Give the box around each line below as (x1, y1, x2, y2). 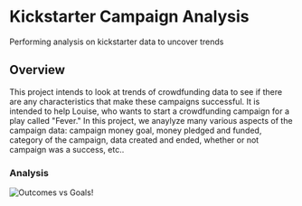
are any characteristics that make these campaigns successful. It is (9, 96, 260, 107)
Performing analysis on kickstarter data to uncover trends (9, 36, 224, 47)
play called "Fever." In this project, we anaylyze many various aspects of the (9, 115, 293, 126)
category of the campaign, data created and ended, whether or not (9, 134, 260, 145)
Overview (9, 62, 66, 78)
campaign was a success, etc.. (9, 144, 125, 154)
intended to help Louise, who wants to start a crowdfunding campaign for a (9, 106, 290, 117)
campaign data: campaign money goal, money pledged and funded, (9, 125, 262, 136)
